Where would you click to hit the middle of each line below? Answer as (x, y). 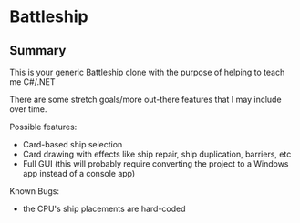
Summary (38, 51)
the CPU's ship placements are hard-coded (104, 208)
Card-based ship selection (72, 144)
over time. (28, 109)
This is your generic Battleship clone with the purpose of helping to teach (147, 72)
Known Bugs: (34, 191)
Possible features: (43, 127)
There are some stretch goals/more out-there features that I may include (145, 99)
